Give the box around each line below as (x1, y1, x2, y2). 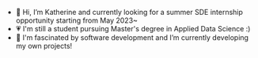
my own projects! (15, 42, 73, 50)
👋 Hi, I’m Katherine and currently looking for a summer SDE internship (15, 8, 244, 16)
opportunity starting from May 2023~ (15, 16, 138, 25)
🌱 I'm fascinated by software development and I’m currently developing (15, 33, 249, 42)
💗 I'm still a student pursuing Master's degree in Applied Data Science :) (15, 24, 251, 33)
